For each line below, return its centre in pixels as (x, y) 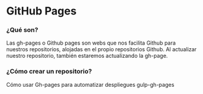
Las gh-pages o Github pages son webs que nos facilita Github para (91, 43)
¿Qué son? (22, 30)
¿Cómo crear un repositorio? (49, 72)
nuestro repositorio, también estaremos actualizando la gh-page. (87, 56)
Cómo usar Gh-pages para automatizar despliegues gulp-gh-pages (90, 84)
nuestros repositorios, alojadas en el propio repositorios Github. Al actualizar (101, 49)
